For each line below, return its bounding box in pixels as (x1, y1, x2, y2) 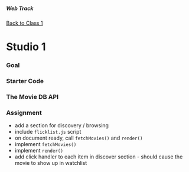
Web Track (6, 5, 34, 12)
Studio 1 (6, 40, 46, 54)
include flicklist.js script (14, 128, 82, 135)
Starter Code (6, 77, 44, 85)
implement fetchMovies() (14, 141, 77, 148)
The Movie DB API (6, 92, 59, 101)
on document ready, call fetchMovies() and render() (14, 134, 143, 141)
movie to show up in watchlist (14, 160, 87, 167)
